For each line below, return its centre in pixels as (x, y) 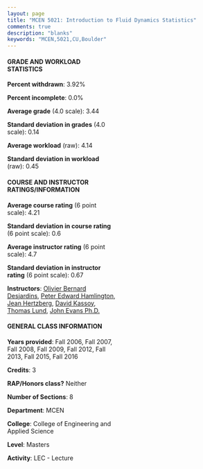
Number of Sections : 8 (41, 397)
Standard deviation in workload (53, 159)
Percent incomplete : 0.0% (45, 98)
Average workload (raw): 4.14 (50, 146)
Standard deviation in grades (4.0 (56, 125)
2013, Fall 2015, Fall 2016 (43, 356)
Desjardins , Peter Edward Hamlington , (61, 296)
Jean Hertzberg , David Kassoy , (52, 303)
